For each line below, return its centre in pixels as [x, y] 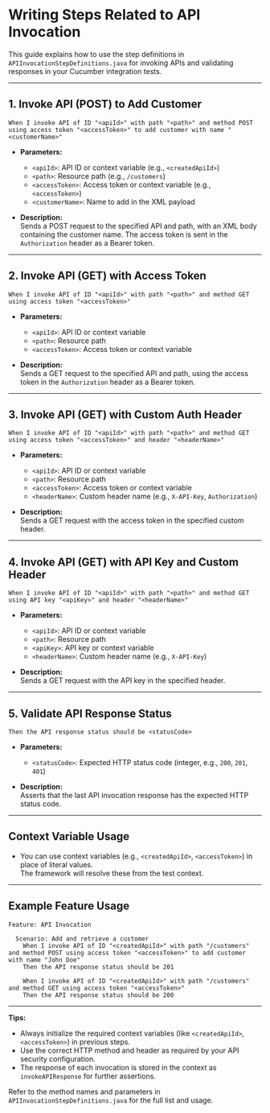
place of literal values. [56, 864]
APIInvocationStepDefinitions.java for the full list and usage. [111, 1100]
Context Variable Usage [69, 836]
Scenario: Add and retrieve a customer [82, 939]
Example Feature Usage [69, 906]
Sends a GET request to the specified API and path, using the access [134, 373]
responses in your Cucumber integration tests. [85, 71]
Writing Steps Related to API [104, 15]
